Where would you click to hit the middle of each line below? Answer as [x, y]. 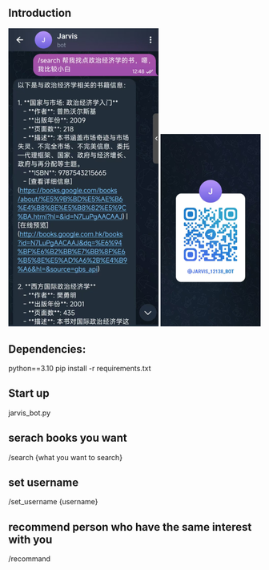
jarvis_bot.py [29, 413]
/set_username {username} [53, 502]
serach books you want [68, 438]
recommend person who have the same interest [130, 527]
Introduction [40, 13]
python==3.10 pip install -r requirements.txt [80, 368]
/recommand [29, 559]
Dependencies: [47, 349]
